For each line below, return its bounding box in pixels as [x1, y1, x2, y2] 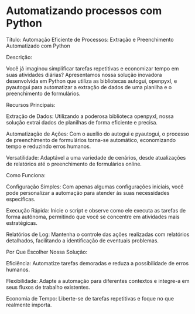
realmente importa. [6, 301, 52, 308]
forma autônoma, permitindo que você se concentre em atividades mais [6, 213, 180, 220]
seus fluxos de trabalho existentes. [6, 283, 91, 291]
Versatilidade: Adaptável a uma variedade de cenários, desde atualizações [6, 154, 186, 161]
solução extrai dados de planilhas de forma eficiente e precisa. [6, 119, 158, 126]
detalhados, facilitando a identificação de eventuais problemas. [6, 237, 159, 244]
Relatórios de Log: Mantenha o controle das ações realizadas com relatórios [6, 231, 190, 238]
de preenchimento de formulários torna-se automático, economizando [6, 136, 176, 143]
